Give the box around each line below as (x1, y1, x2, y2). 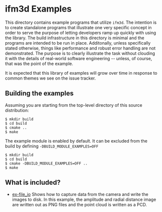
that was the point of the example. (5, 61, 74, 66)
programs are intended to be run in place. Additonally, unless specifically (5, 40, 151, 46)
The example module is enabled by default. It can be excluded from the (5, 138, 148, 144)
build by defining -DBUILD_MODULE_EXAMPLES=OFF (5, 143, 98, 149)
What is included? (5, 179, 61, 187)
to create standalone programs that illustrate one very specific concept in (5, 24, 152, 30)
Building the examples (5, 89, 74, 98)
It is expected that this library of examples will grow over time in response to (5, 70, 158, 76)
